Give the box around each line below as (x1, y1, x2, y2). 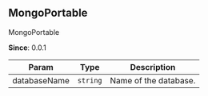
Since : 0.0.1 (8, 43, 46, 52)
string (77, 75, 102, 85)
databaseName (12, 75, 70, 86)
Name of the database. (110, 75, 196, 86)
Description (130, 61, 176, 72)
